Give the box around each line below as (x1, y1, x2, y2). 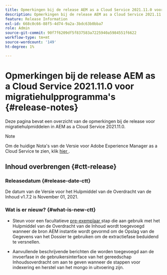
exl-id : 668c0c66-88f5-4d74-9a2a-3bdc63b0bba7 (5, 21, 103, 26)
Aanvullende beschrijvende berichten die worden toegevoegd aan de (12, 248, 154, 254)
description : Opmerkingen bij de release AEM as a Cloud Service (5, 12, 143, 17)
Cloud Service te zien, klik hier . (5, 148, 71, 154)
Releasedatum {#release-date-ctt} (5, 177, 91, 184)
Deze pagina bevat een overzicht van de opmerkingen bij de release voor (5, 118, 156, 124)
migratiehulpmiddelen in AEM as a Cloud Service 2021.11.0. (5, 123, 126, 129)
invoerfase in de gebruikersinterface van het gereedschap (12, 254, 132, 260)
